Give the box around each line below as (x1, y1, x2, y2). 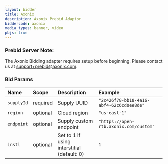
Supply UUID (57, 99, 88, 106)
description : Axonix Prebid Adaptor (5, 16, 81, 21)
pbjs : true (5, 30, 28, 35)
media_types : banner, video (5, 26, 64, 31)
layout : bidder (5, 7, 37, 12)
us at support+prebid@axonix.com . (5, 63, 78, 70)
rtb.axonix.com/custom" (98, 123, 155, 129)
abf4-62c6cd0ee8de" (98, 102, 145, 108)
